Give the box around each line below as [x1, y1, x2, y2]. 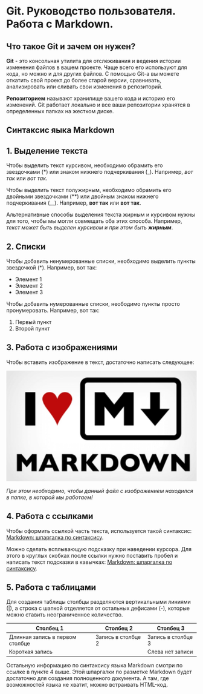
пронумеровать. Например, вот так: [6, 307, 100, 314]
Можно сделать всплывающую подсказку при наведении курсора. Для [6, 545, 192, 552]
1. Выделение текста [6, 145, 88, 156]
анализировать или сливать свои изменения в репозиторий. [6, 83, 163, 90]
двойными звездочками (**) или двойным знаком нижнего [6, 193, 159, 200]
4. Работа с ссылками [6, 511, 94, 521]
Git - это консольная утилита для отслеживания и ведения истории [6, 58, 181, 64]
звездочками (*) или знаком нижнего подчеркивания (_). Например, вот [6, 168, 193, 176]
